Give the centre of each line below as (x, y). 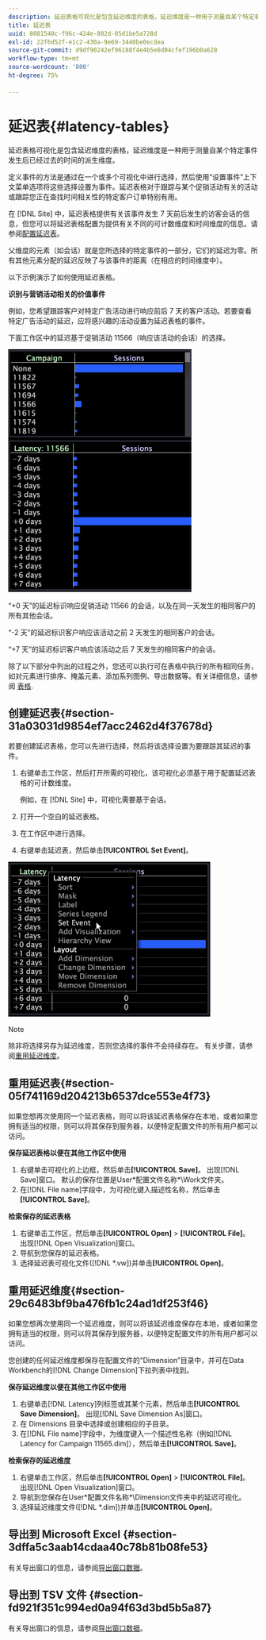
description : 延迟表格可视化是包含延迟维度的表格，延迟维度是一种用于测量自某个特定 (131, 17)
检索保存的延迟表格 (40, 1217)
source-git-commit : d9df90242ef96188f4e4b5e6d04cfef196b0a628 (113, 50)
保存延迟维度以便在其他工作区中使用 (67, 1387)
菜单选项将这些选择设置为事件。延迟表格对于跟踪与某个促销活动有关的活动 (136, 187)
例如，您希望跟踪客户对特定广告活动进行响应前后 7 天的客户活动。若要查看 (130, 310)
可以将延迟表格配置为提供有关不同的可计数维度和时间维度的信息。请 (146, 223)
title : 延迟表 (30, 25)
